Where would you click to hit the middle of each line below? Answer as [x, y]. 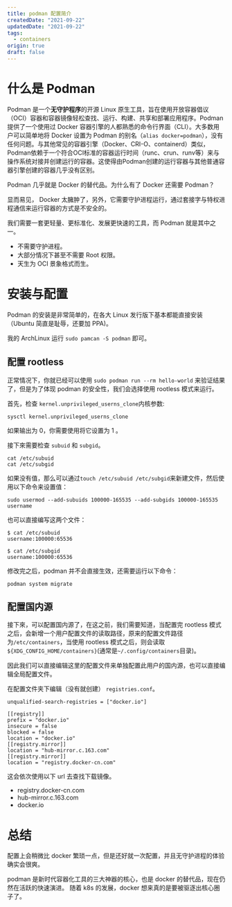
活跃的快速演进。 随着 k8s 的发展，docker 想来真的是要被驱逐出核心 [117, 888]
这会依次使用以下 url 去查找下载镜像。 [61, 777]
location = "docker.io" [42, 738]
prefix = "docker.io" [38, 720]
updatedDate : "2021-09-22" [46, 26]
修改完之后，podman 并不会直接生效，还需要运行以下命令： [92, 571]
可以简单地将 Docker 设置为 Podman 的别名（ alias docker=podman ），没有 [118, 135]
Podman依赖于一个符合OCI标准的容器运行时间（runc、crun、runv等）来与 [114, 153]
